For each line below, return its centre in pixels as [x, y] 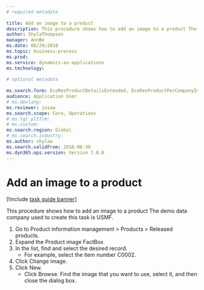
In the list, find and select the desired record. [71, 248]
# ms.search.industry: [35, 136]
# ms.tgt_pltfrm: [28, 119]
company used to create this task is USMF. [60, 217]
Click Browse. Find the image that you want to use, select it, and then [110, 274]
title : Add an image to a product [50, 23]
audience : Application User [42, 96]
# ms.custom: [23, 125]
